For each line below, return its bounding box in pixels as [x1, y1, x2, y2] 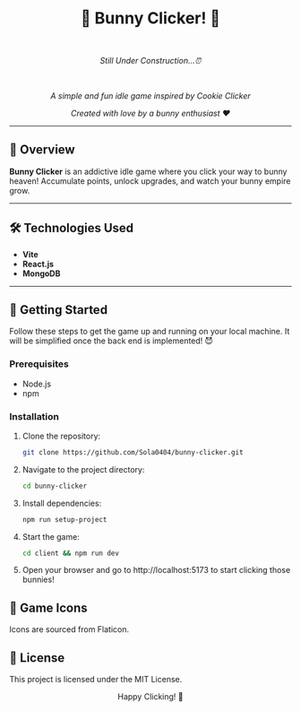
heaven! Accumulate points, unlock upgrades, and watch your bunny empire [9, 175, 291, 186]
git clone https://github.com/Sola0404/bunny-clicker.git [21, 447, 244, 456]
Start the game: [21, 531, 81, 542]
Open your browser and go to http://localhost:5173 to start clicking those [21, 565, 291, 576]
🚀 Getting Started [9, 302, 108, 317]
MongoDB [21, 268, 61, 279]
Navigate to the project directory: [21, 464, 145, 474]
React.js [21, 258, 55, 269]
